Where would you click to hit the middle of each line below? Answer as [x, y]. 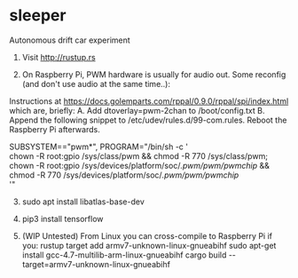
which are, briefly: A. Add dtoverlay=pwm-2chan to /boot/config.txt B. [137, 110]
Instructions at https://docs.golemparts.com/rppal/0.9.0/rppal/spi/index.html [149, 101]
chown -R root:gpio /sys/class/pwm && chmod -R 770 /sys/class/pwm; [139, 155]
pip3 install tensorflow [63, 218]
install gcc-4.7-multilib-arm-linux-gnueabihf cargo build [124, 255]
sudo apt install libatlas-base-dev [83, 202]
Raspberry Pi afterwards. [55, 129]
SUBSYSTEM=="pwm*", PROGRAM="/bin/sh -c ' [99, 147]
